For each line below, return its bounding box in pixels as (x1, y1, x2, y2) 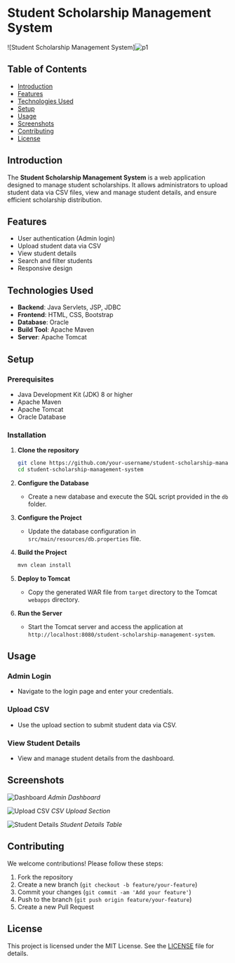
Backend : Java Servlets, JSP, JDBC (17, 303, 121, 311)
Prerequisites (7, 374, 54, 384)
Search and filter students (17, 257, 93, 265)
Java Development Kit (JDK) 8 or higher (17, 390, 133, 398)
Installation (7, 430, 47, 440)
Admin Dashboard (48, 793, 100, 801)
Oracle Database (17, 412, 67, 421)
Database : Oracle (17, 318, 69, 327)
